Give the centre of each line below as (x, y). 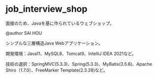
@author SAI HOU (24, 33)
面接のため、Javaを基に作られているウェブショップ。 (60, 23)
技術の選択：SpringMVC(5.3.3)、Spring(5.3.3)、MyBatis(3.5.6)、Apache (79, 64)
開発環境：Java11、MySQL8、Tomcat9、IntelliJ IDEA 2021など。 (71, 53)
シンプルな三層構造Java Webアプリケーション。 (54, 43)
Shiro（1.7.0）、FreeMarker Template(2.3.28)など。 (57, 70)
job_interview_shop (47, 9)
